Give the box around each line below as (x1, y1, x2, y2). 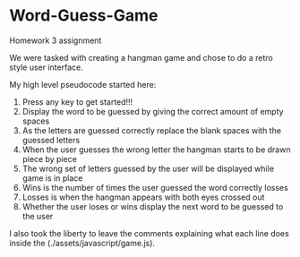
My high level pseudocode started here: (9, 79, 157, 90)
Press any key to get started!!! (21, 96, 133, 107)
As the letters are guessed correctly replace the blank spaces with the (21, 124, 282, 135)
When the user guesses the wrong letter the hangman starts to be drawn (21, 144, 291, 155)
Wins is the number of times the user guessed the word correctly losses (21, 182, 288, 193)
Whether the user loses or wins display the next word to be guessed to (21, 201, 284, 211)
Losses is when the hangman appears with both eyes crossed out (21, 192, 265, 202)
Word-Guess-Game (9, 5, 159, 26)
